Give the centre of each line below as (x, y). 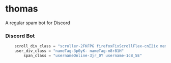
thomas (22, 9)
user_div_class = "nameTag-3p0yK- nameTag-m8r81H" (69, 51)
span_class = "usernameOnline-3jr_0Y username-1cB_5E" (83, 55)
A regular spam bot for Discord (38, 23)
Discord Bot (20, 36)
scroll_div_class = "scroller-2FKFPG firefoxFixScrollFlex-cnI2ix (86, 46)
